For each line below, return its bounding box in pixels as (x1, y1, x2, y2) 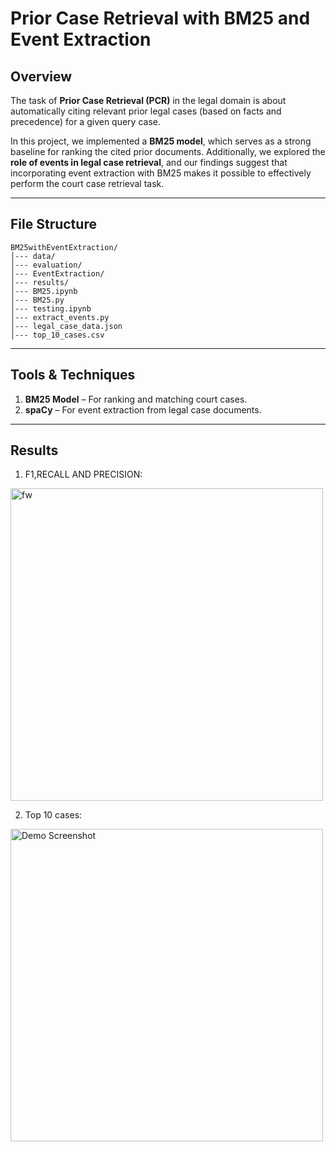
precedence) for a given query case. (10, 116, 161, 127)
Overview (10, 68, 73, 85)
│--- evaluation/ (10, 260, 83, 270)
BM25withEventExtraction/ (10, 242, 118, 252)
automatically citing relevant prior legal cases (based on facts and (10, 105, 282, 117)
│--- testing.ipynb (10, 303, 92, 314)
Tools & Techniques (10, 367, 136, 384)
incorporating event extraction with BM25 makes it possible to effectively (10, 167, 312, 179)
